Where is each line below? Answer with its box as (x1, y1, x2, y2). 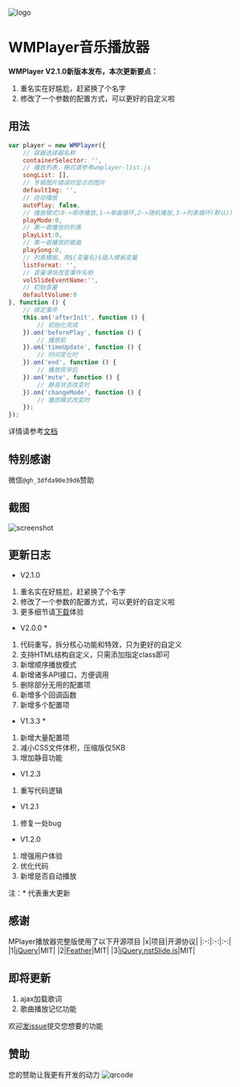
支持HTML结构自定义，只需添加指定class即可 (19, 649, 170, 659)
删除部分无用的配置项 (19, 680, 91, 689)
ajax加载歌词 (19, 994, 63, 1004)
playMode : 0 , (22, 216, 63, 225)
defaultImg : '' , (22, 186, 78, 194)
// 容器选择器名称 (22, 149, 76, 157)
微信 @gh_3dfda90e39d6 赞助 (8, 475, 95, 485)
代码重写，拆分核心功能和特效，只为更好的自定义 (19, 639, 182, 649)
